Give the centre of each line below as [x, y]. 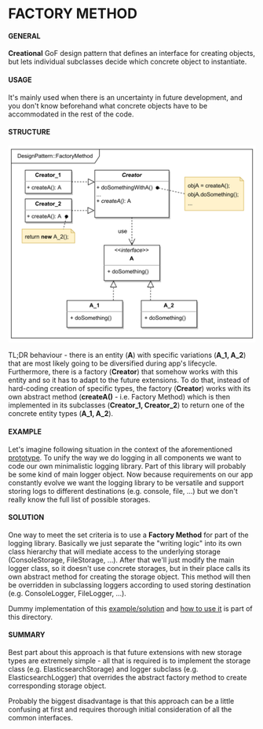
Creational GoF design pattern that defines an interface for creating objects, [131, 53]
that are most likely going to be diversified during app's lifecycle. [113, 363]
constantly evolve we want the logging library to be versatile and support [126, 482]
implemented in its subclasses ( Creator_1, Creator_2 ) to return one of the [126, 405]
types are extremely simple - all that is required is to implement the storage [130, 661]
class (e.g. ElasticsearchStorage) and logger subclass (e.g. [103, 669]
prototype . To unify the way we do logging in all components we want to [125, 458]
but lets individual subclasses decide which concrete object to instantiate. [128, 62]
